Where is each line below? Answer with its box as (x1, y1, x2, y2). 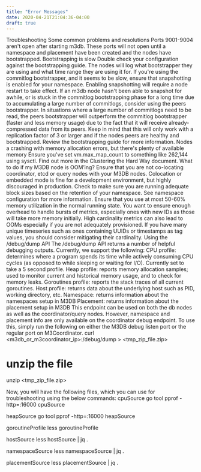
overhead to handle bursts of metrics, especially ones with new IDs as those (6, 208, 195, 216)
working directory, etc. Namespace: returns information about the (6, 291, 169, 299)
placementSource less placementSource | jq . (6, 459, 119, 467)
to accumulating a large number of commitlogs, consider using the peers (6, 100, 186, 107)
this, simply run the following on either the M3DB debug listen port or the (6, 323, 187, 330)
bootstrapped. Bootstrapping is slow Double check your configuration (6, 55, 179, 63)
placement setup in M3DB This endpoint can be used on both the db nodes (6, 304, 192, 311)
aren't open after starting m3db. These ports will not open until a (6, 43, 166, 50)
